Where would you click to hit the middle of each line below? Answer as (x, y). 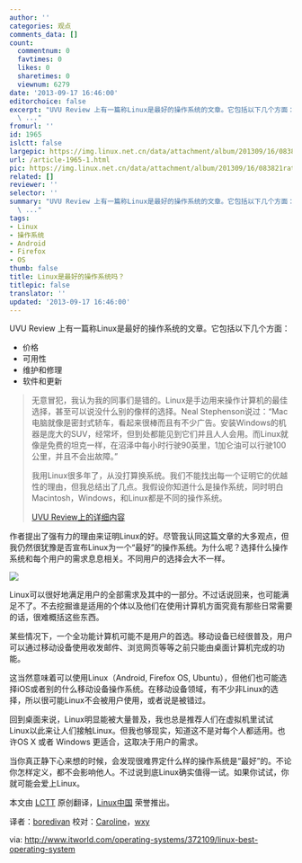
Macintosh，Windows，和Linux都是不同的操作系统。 (129, 498)
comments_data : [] (44, 34)
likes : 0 (34, 68)
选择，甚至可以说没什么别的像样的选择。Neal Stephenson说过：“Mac (160, 412)
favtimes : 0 (40, 59)
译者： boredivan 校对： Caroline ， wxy (80, 822)
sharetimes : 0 (44, 76)
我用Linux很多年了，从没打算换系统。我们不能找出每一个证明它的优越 (160, 476)
